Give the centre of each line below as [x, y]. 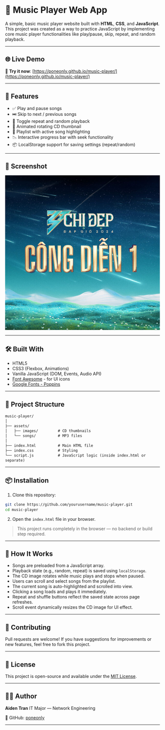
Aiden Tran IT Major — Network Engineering [50, 708]
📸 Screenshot [26, 166]
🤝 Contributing [28, 627]
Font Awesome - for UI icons [41, 379]
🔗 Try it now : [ [20, 71]
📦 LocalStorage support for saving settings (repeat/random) [74, 144]
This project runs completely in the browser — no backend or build [85, 528]
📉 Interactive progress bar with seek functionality [63, 137]
